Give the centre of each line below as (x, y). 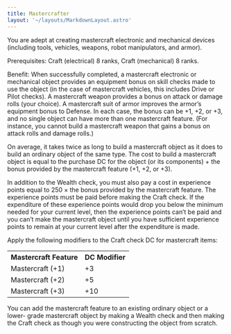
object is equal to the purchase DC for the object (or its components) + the (114, 161)
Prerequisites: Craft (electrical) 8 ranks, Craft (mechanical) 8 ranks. (103, 60)
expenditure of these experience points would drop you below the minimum (115, 204)
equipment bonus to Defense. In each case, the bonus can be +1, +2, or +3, (115, 111)
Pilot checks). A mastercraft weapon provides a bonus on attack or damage (115, 96)
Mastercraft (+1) (38, 268)
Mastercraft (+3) (38, 291)
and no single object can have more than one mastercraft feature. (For (108, 118)
